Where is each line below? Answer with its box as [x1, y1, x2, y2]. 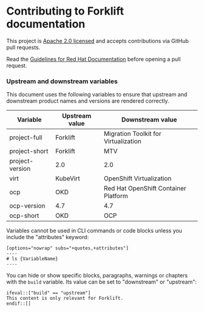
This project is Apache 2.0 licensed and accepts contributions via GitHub [6, 37, 189, 44]
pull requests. [6, 44, 41, 51]
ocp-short [9, 211, 39, 220]
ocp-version [9, 202, 46, 210]
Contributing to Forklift [6, 4, 124, 18]
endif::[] [6, 300, 32, 307]
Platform [103, 192, 129, 200]
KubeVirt [55, 174, 80, 183]
